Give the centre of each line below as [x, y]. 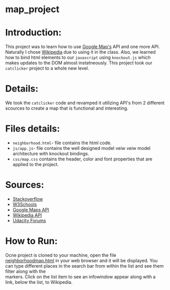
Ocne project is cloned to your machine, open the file [61, 255]
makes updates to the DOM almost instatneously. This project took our [79, 63]
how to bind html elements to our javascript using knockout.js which [78, 57]
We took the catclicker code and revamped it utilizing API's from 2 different [85, 103]
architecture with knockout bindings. [51, 154]
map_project [32, 9]
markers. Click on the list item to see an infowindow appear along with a [80, 277]
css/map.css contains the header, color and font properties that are [82, 159]
